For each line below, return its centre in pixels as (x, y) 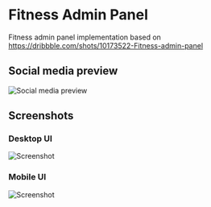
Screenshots (41, 116)
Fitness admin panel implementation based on (85, 37)
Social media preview (63, 71)
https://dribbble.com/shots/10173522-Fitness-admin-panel (106, 45)
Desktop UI (30, 139)
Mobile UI (27, 177)
